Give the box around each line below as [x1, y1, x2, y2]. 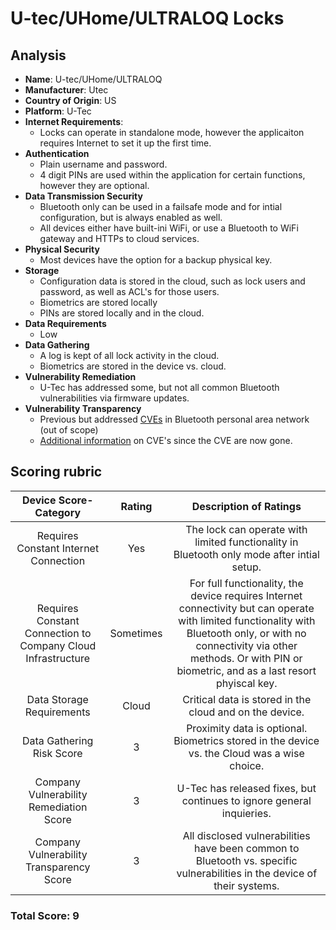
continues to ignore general [181, 793, 312, 807]
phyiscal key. [216, 676, 278, 690]
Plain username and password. [39, 158, 168, 170]
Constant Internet [16, 541, 100, 555]
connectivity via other [195, 638, 298, 652]
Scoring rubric [10, 463, 103, 481]
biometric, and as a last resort [176, 663, 317, 677]
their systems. [213, 878, 280, 892]
